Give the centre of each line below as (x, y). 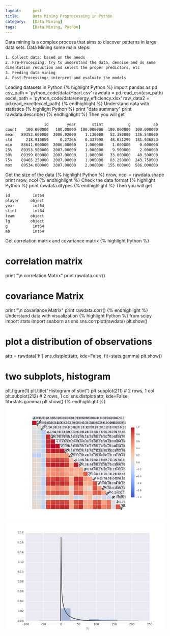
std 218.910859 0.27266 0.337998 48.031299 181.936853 (82, 140)
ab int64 (25, 231)
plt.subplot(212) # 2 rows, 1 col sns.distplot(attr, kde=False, (67, 396)
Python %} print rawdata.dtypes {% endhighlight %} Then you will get (79, 186)
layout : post (24, 11)
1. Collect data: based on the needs (45, 58)
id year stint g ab (101, 125)
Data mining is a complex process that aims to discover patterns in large (81, 42)
